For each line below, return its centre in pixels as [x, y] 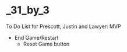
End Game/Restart [36, 37]
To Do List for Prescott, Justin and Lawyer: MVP [63, 26]
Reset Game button [46, 44]
